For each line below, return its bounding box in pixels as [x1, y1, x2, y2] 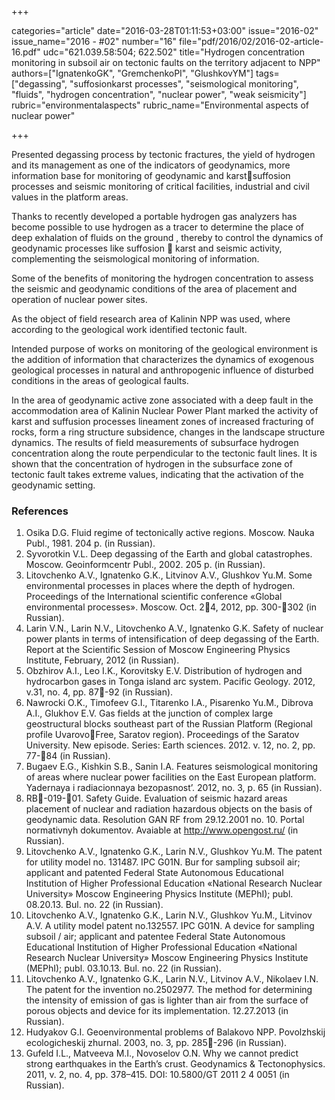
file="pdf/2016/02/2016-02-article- [179, 36, 324, 47]
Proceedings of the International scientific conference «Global [25, 591, 283, 603]
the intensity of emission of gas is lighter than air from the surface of [25, 994, 309, 1006]
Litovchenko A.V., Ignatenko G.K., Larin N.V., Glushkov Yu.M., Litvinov [25, 909, 313, 921]
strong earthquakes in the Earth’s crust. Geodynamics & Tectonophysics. [25, 1058, 326, 1070]
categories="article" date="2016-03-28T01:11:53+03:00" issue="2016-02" [11, 25, 319, 36]
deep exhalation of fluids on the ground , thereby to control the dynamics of [11, 232, 324, 243]
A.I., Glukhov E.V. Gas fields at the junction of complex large [25, 707, 274, 720]
